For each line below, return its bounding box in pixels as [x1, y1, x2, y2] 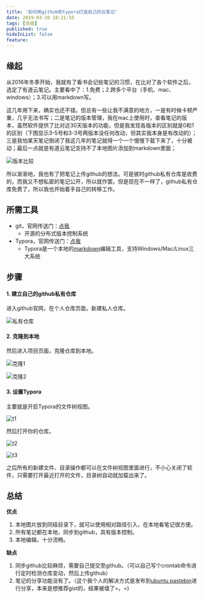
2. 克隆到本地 [6, 332, 39, 340]
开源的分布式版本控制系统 [24, 229, 89, 237]
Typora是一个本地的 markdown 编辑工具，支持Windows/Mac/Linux [24, 245, 189, 252]
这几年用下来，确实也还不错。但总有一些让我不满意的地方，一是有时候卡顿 [6, 106, 192, 114]
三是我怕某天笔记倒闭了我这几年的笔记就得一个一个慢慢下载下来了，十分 [6, 137, 187, 144]
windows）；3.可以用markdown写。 [6, 93, 95, 101]
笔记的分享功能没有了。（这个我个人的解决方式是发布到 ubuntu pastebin [15, 577, 192, 585]
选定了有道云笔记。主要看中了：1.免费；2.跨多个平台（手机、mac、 [6, 86, 175, 93]
